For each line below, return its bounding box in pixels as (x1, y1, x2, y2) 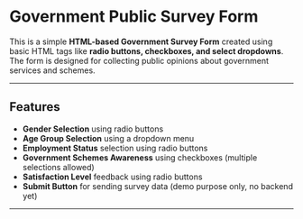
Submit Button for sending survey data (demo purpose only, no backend (22, 180, 293, 191)
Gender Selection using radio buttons (22, 123, 164, 134)
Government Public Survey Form (9, 6, 259, 27)
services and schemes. (9, 65, 96, 76)
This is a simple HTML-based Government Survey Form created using (9, 36, 273, 47)
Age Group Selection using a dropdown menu (22, 132, 195, 143)
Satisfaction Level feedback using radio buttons (22, 171, 203, 182)
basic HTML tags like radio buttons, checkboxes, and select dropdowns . (9, 45, 284, 56)
